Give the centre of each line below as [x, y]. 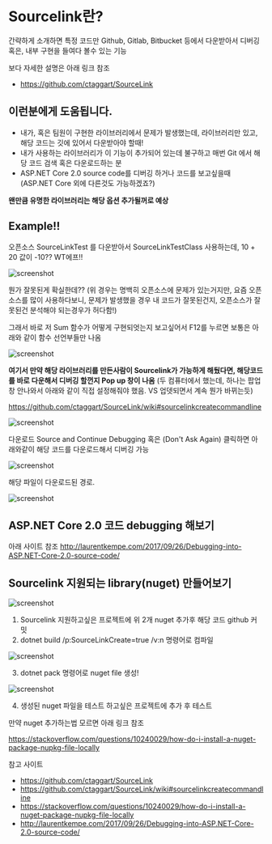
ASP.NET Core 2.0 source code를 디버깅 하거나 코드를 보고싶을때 [125, 173]
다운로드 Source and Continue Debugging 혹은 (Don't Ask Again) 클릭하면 [129, 439]
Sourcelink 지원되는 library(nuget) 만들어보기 [120, 583]
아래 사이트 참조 [34, 546]
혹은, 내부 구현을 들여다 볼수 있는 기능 [68, 50]
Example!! [34, 226]
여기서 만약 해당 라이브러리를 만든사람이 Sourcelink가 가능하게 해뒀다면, [122, 370]
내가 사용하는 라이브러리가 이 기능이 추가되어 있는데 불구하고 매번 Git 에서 [136, 153]
